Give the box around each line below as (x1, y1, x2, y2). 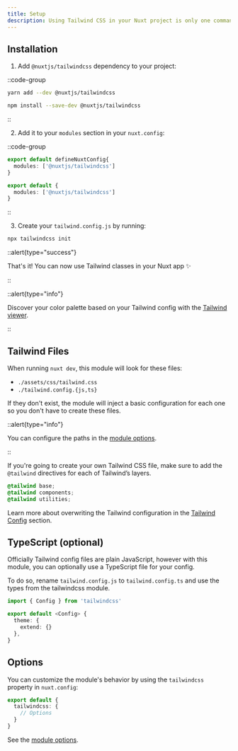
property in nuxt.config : (7, 682, 79, 691)
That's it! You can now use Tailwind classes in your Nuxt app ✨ (7, 262, 191, 270)
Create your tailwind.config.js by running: (17, 222, 147, 230)
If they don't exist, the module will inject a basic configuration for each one (7, 399, 225, 407)
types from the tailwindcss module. (7, 584, 110, 592)
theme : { (13, 617, 40, 624)
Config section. (7, 516, 52, 524)
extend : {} (20, 624, 52, 631)
